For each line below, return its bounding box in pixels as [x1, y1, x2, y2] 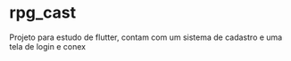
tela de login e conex [9, 41, 87, 51]
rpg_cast [9, 3, 77, 23]
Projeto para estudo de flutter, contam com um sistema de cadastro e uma [9, 32, 283, 42]
